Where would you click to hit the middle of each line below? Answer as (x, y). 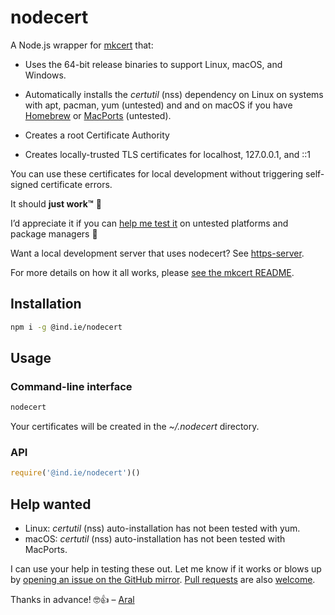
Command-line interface (71, 386)
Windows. (45, 75)
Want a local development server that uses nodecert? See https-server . (157, 253)
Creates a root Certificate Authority (97, 135)
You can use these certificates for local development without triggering (157, 173)
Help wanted (51, 504)
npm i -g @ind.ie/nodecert (66, 327)
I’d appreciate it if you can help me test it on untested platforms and (149, 223)
